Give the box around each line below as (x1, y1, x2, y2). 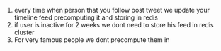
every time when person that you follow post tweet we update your (13, 6, 210, 14)
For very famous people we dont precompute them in (13, 36, 170, 44)
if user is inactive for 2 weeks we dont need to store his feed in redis (13, 21, 214, 29)
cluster (13, 28, 35, 36)
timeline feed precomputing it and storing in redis (13, 13, 158, 22)
